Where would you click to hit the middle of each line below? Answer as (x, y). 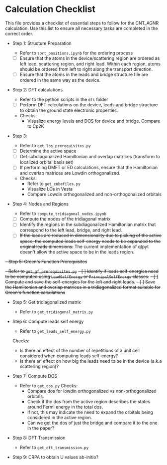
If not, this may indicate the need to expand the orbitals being (90, 412)
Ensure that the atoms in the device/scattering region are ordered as (90, 58)
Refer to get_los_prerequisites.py (55, 146)
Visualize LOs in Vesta (50, 189)
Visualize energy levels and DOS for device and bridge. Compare (94, 121)
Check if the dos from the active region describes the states (89, 401)
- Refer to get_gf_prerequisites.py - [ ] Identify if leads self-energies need (82, 271)
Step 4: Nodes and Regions (40, 204)
